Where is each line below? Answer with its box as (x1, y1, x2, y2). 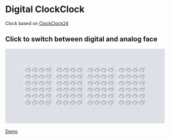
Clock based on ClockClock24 (5, 20, 69, 26)
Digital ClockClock (5, 4, 85, 15)
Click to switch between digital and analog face (5, 35, 158, 43)
